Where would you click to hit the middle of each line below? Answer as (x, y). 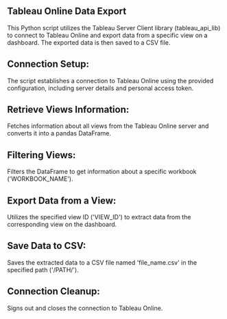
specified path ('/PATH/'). (43, 269)
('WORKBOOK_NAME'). (40, 179)
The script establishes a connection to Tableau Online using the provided (110, 80)
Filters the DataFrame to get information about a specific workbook (102, 172)
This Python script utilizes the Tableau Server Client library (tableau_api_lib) (114, 27)
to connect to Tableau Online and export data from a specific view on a (107, 35)
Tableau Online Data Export (67, 11)
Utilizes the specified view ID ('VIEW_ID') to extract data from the (99, 217)
